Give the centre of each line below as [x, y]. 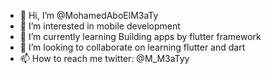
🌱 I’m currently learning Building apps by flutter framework [140, 36]
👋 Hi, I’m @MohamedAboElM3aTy [89, 15]
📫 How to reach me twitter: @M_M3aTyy [104, 58]
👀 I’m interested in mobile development [100, 26]
